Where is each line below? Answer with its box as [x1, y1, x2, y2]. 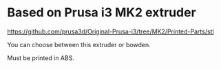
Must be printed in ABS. [7, 53, 74, 62]
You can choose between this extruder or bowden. [7, 40, 151, 49]
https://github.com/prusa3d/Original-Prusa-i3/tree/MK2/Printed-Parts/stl [7, 27, 215, 36]
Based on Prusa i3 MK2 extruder [7, 5, 196, 20]
